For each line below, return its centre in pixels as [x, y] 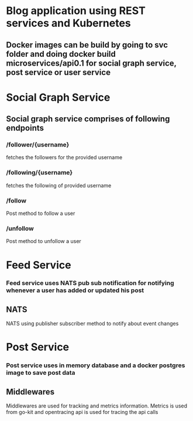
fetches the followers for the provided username [64, 158]
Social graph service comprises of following [88, 119]
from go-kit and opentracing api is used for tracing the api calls [82, 412]
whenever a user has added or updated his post [75, 290]
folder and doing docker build [61, 54]
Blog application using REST [76, 11]
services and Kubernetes [69, 23]
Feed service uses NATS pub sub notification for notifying [90, 283]
